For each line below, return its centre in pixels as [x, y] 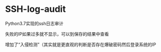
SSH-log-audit [35, 9]
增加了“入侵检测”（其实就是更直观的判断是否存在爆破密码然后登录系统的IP [81, 44]
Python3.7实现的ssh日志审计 [34, 23]
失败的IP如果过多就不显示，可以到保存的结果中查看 [57, 34]
